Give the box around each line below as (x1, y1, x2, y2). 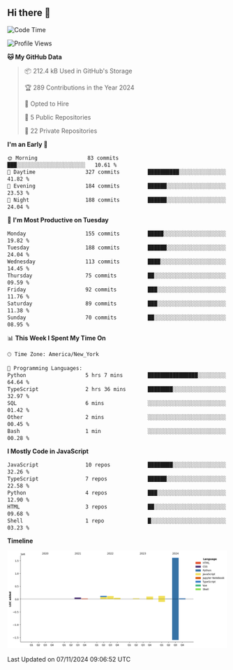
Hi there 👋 (7, 7, 51, 19)
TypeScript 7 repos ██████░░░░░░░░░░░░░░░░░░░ (7, 475, 227, 483)
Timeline (7, 536, 33, 545)
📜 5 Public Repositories (24, 113, 91, 121)
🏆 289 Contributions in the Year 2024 (24, 83, 135, 92)
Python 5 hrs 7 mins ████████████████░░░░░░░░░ (7, 371, 227, 378)
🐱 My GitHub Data (7, 52, 63, 61)
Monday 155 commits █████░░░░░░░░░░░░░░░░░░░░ (7, 230, 227, 237)
